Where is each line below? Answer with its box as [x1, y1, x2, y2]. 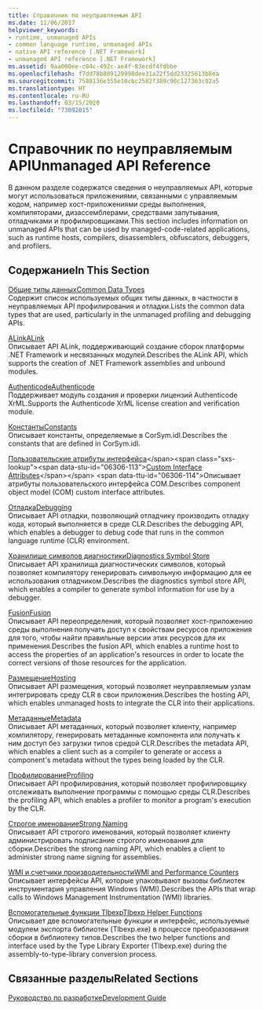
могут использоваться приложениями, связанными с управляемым [8, 191, 238, 200]
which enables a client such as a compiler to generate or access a [8, 746, 222, 756]
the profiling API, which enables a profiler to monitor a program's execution [8, 795, 251, 804]
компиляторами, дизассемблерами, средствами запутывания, [8, 207, 220, 217]
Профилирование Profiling [8, 770, 94, 779]
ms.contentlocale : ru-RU [8, 92, 89, 100]
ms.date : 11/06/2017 [8, 19, 76, 27]
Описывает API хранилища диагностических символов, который [8, 559, 226, 569]
